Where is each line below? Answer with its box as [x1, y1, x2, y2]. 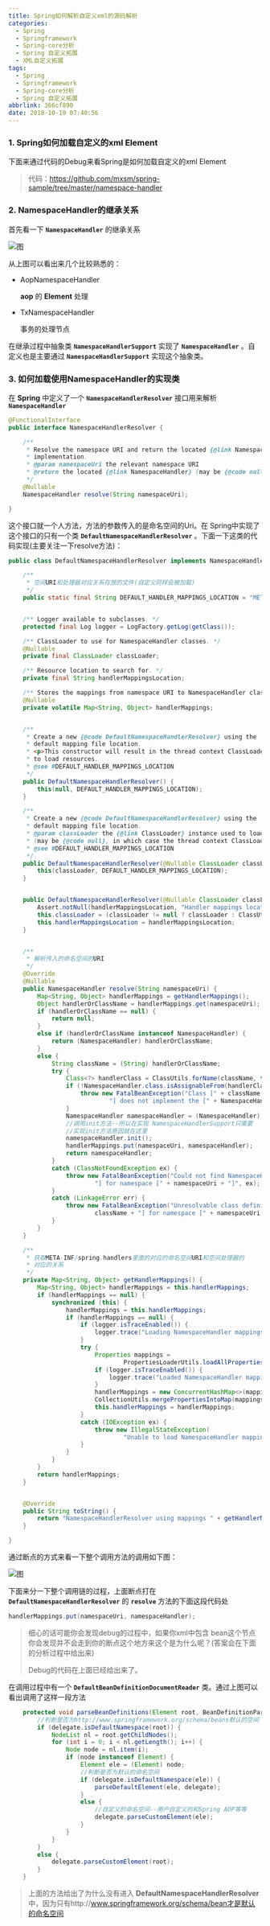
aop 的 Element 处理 [19, 291, 88, 301]
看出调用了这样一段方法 [8, 1692, 86, 1702]
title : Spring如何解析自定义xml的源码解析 [8, 11, 138, 20]
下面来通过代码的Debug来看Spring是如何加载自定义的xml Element [8, 157, 227, 167]
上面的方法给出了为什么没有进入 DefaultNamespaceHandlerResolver [27, 1888, 260, 1899]
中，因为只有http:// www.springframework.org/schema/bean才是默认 [27, 1899, 256, 1908]
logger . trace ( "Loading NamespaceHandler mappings [94, 1328, 264, 1336]
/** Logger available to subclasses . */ [22, 615, 160, 623]
